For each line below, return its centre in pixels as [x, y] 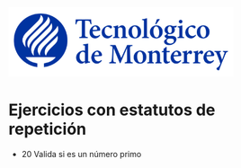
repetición [48, 129]
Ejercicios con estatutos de [112, 110]
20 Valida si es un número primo [81, 154]
